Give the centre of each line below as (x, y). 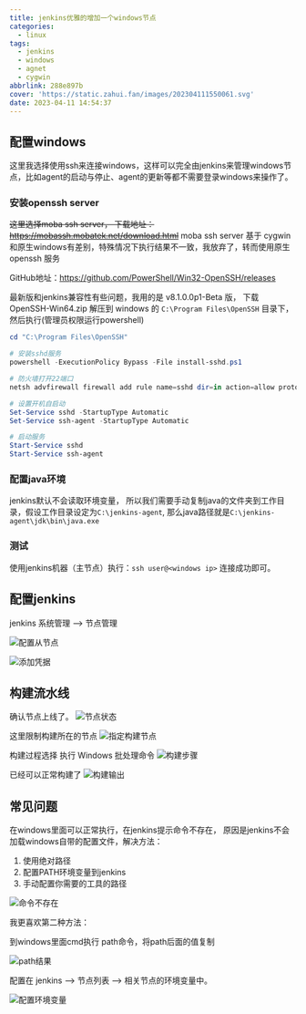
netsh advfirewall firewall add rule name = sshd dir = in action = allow (142, 387)
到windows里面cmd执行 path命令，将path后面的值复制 (112, 942)
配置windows (48, 142)
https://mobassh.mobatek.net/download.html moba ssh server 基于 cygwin (150, 236)
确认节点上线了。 (41, 717)
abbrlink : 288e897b (46, 86)
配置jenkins (42, 600)
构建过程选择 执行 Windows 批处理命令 (82, 755)
